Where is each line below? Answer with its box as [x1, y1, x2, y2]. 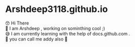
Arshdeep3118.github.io [5, 3, 108, 15]
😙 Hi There [5, 20, 29, 26]
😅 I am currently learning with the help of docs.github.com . [5, 30, 130, 36]
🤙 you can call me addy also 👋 [5, 36, 68, 42]
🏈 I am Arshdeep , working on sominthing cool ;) [5, 25, 105, 31]
